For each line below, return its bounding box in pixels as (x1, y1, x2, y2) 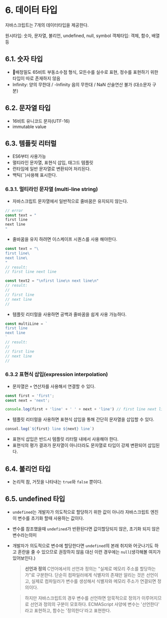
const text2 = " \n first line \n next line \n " (5, 278, 99, 283)
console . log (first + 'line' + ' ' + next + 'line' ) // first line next (5, 407, 157, 412)
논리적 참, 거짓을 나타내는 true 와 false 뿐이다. (12, 479, 103, 485)
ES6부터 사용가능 (12, 153, 46, 160)
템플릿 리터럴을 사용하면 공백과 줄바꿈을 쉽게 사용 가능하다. (12, 311, 127, 317)
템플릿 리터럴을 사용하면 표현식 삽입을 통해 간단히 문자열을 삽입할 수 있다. (12, 416, 155, 422)
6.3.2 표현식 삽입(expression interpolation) (5, 371, 108, 378)
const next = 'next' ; (5, 398, 50, 403)
